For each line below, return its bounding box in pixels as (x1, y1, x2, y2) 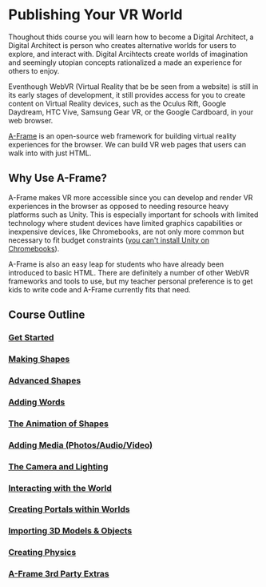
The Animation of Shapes (8, 418, 109, 429)
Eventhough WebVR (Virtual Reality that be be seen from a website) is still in (8, 82, 259, 91)
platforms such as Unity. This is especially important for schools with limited (8, 210, 259, 219)
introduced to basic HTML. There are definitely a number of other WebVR (8, 267, 250, 277)
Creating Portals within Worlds (8, 504, 130, 515)
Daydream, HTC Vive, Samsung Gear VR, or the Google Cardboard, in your (8, 107, 254, 117)
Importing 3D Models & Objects (8, 525, 133, 537)
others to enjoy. (8, 66, 60, 75)
